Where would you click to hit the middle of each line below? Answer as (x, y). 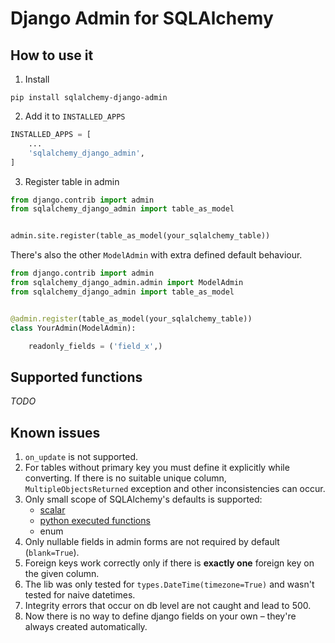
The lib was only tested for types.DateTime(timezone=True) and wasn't (169, 584)
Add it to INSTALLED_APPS (75, 116)
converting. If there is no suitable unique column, (125, 478)
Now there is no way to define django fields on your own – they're (160, 616)
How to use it (52, 55)
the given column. (62, 573)
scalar (52, 510)
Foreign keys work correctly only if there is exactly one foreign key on (169, 563)
